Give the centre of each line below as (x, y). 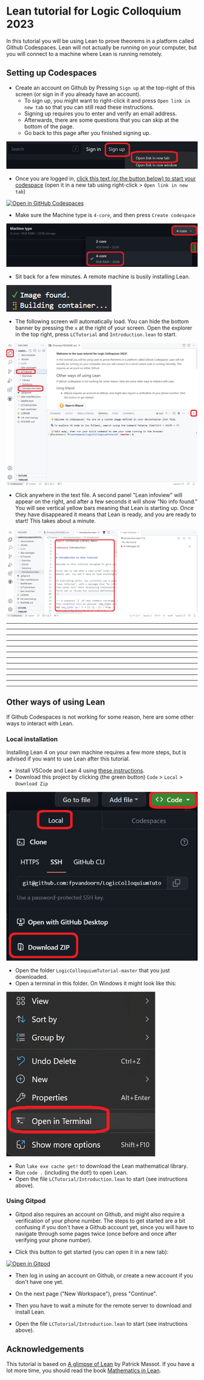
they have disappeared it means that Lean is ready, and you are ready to (105, 514)
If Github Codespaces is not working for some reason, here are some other (100, 717)
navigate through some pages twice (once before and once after (96, 1233)
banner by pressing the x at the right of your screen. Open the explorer (104, 328)
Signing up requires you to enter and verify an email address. (100, 113)
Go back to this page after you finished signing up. (87, 133)
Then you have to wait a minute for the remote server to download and (103, 1305)
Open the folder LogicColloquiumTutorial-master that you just (92, 970)
